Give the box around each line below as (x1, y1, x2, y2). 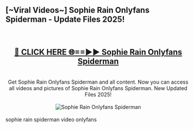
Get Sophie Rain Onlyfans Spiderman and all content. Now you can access (8, 78, 189, 85)
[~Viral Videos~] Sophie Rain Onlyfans (5, 5, 150, 15)
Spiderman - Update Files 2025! (5, 15, 125, 25)
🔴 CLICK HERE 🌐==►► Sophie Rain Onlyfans (14, 47, 183, 57)
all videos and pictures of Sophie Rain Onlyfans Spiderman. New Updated (9, 84, 188, 91)
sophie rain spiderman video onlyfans (5, 115, 97, 123)
